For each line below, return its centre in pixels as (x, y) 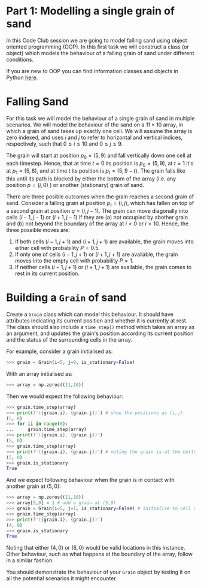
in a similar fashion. (30, 560)
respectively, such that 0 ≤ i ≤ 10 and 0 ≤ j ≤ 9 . (65, 144)
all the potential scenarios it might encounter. (62, 578)
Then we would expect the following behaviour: (65, 396)
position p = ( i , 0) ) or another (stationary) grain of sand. (75, 185)
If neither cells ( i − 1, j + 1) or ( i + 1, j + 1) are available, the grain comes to (103, 267)
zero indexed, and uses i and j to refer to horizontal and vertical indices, (95, 137)
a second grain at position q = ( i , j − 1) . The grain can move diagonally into (97, 211)
